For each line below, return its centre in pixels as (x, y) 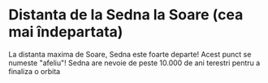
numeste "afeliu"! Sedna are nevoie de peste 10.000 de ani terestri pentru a (134, 63)
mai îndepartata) (66, 32)
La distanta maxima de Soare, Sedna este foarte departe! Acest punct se (130, 54)
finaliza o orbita (35, 71)
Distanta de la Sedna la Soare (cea (126, 15)
